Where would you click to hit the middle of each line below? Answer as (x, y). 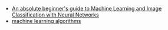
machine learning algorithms (46, 21)
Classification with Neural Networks (55, 15)
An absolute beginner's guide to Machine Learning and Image (87, 9)
